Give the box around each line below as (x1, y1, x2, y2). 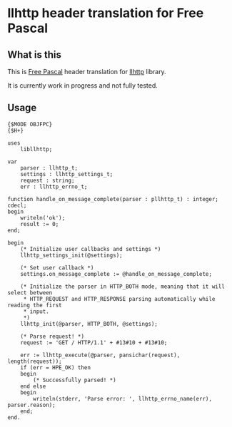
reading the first (7, 302, 62, 309)
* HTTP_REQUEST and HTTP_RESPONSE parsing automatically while (23, 295, 216, 302)
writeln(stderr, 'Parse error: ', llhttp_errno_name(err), (33, 395, 213, 402)
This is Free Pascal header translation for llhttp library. (7, 68, 166, 76)
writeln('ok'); (20, 214, 66, 222)
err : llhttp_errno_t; (20, 183, 88, 190)
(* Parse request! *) (20, 333, 84, 340)
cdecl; (7, 202, 27, 209)
